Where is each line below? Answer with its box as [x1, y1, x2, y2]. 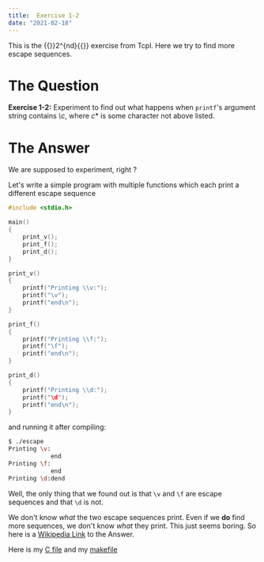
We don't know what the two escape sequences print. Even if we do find [8, 512, 245, 522]
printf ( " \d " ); [22, 393, 69, 402]
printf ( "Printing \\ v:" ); [22, 284, 108, 292]
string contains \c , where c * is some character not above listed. [8, 111, 215, 121]
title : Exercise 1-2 [8, 11, 80, 20]
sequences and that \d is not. [8, 497, 104, 507]
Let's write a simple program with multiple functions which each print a [8, 180, 239, 190]
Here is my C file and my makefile [8, 545, 118, 554]
